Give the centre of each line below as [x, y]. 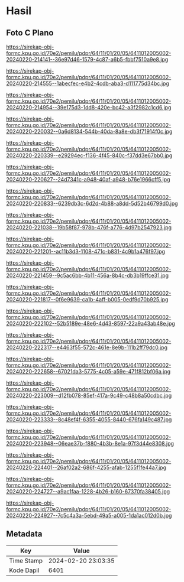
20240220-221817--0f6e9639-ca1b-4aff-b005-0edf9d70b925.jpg [87, 299]
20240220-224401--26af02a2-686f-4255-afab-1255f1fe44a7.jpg [86, 467]
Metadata [24, 534]
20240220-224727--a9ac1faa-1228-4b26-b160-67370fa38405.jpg [88, 491]
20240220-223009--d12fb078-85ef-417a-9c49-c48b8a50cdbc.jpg [89, 395]
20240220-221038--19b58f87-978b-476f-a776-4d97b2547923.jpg [89, 227]
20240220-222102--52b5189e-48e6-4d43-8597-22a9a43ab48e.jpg [91, 323]
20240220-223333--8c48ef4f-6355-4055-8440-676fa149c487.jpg [89, 420]
